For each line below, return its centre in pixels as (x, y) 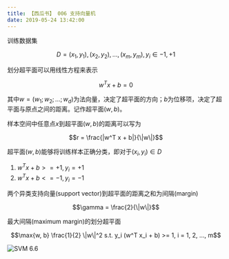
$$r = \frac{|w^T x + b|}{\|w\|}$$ (116, 137)
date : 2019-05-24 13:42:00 (46, 20)
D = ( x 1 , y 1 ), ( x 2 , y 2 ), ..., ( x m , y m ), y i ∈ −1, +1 (116, 55)
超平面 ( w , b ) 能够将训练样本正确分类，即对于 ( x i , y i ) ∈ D (84, 152)
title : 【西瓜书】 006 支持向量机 (51, 13)
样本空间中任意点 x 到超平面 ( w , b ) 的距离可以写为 (74, 123)
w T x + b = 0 (116, 84)
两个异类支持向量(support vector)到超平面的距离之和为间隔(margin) (103, 194)
